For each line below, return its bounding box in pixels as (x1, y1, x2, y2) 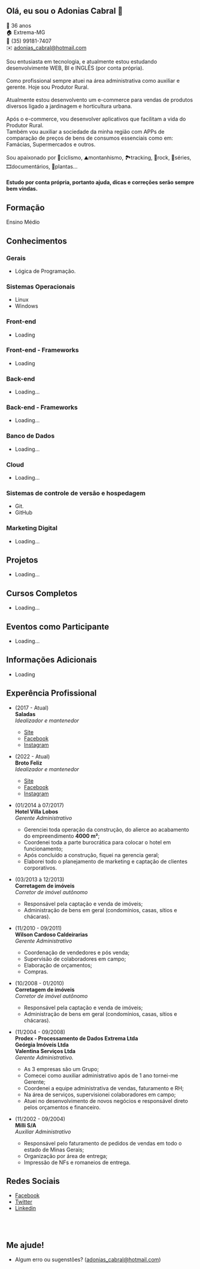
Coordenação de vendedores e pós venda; (23, 949, 130, 956)
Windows (14, 302, 38, 309)
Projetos (6, 555, 38, 565)
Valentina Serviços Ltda (14, 1047, 76, 1054)
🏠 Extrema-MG (6, 28, 46, 36)
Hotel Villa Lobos (14, 808, 59, 815)
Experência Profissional (6, 688, 97, 699)
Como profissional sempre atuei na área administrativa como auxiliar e (6, 77, 180, 84)
